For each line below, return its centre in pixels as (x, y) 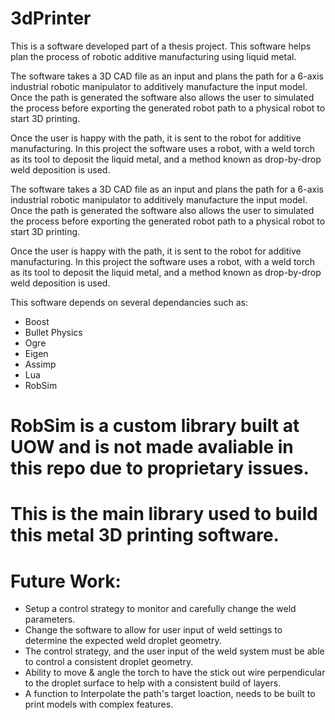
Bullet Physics (53, 332)
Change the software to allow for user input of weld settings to (153, 630)
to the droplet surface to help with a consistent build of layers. (153, 683)
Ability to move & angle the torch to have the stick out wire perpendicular (175, 673)
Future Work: (66, 581)
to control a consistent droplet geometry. (109, 662)
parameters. (50, 619)
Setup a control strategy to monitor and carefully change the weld (160, 609)
